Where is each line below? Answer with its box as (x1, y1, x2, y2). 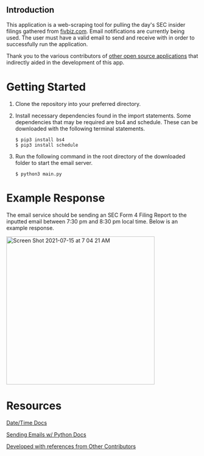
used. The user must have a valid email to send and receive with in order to (6, 33, 195, 41)
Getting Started (6, 80, 86, 94)
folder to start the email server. (15, 159, 93, 166)
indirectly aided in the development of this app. (6, 58, 125, 66)
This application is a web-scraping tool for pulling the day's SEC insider (6, 21, 186, 28)
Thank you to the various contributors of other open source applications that (6, 52, 199, 60)
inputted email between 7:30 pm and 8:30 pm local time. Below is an (6, 217, 178, 225)
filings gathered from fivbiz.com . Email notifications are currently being (6, 27, 185, 35)
